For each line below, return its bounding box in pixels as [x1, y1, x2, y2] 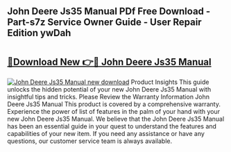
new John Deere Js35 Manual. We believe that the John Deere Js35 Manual [7, 115, 225, 123]
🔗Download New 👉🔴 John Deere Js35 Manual [7, 56, 212, 68]
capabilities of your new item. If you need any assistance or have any [7, 130, 205, 137]
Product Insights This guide [130, 78, 209, 86]
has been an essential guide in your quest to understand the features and [7, 122, 217, 130]
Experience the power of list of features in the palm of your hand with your [7, 108, 221, 115]
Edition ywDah [7, 27, 71, 39]
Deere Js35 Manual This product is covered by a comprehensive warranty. [7, 100, 221, 108]
